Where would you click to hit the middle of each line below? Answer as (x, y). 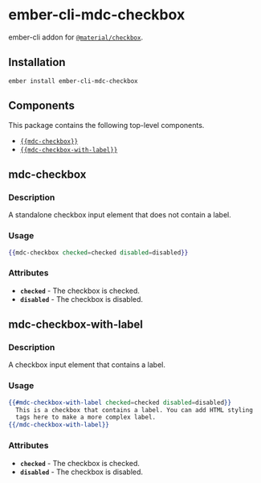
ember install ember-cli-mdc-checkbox (73, 81)
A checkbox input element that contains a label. (87, 365)
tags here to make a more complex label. (86, 417)
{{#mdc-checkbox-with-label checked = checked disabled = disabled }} (120, 402)
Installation (37, 62)
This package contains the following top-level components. (106, 125)
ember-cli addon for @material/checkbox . (75, 37)
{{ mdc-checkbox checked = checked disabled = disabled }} (98, 252)
